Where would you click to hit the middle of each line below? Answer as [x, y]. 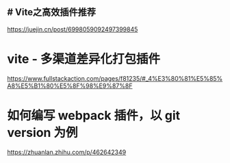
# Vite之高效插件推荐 [51, 12]
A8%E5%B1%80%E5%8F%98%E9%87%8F [70, 86]
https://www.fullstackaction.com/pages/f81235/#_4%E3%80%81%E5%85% [115, 78]
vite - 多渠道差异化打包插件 [84, 59]
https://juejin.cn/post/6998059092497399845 [73, 29]
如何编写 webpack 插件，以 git [94, 115]
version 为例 [42, 133]
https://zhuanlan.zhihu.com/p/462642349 [67, 152]
